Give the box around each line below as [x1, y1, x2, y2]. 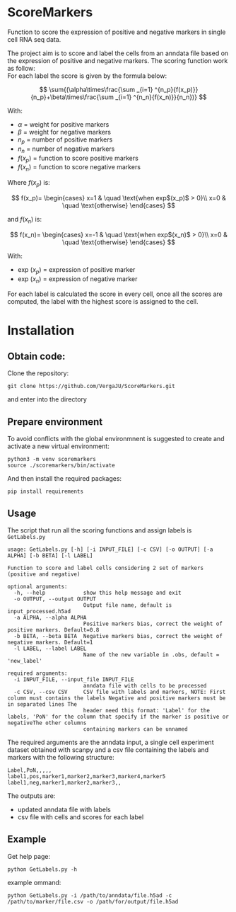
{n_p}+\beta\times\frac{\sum [30, 93, 114, 101]
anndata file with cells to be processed [83, 682, 207, 689]
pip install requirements [7, 488, 83, 496]
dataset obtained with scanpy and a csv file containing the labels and [7, 745, 209, 754]
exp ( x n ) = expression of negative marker [17, 274, 138, 285]
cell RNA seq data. [7, 35, 61, 43]
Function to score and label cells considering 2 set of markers [7, 564, 203, 571]
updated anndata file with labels [17, 805, 111, 814]
